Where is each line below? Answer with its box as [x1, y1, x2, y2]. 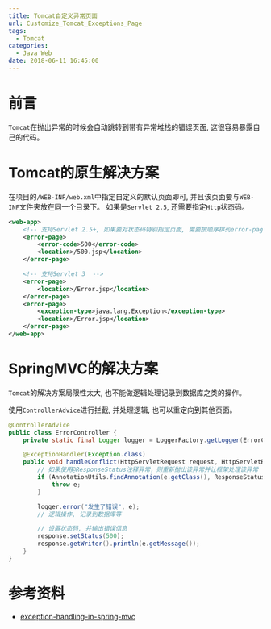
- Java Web [15, 49, 52, 57]
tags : [8, 27, 27, 35]
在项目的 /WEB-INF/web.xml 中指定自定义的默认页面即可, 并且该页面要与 [8, 191, 240, 202]
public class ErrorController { [8, 428, 117, 436]
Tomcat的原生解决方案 [8, 164, 160, 181]
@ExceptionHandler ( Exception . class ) [23, 451, 147, 459]
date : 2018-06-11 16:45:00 [8, 57, 99, 65]
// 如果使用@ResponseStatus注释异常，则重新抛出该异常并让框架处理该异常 [37, 465, 259, 474]
